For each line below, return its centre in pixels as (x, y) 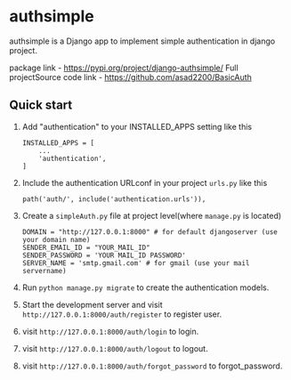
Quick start (41, 105)
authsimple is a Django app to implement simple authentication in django (142, 41)
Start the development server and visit (92, 304)
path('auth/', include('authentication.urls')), (114, 199)
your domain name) (56, 239)
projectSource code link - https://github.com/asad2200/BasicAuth (130, 77)
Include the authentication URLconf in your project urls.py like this (145, 182)
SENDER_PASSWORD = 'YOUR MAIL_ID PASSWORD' (104, 255)
